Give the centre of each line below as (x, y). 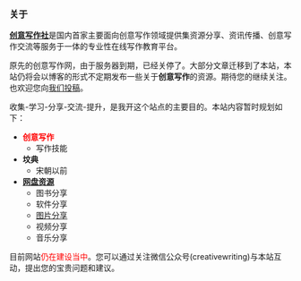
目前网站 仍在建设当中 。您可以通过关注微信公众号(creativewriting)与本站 (142, 257)
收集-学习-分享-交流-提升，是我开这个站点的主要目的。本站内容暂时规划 (142, 107)
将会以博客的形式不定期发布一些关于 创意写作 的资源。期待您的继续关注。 (158, 77)
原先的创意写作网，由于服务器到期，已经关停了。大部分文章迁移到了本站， (146, 65)
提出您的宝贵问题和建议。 (72, 268)
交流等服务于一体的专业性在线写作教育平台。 (99, 47)
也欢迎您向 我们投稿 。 (48, 88)
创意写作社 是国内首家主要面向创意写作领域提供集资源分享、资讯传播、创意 (146, 35)
